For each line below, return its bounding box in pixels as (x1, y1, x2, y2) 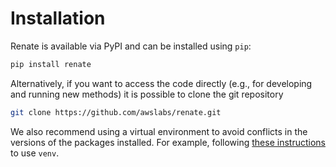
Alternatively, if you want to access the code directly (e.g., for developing (10, 77, 313, 89)
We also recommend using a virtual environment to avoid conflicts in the (10, 125, 308, 137)
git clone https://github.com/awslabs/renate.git (10, 107, 222, 117)
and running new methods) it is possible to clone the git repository (10, 88, 284, 100)
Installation (10, 7, 106, 30)
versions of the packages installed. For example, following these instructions (10, 136, 326, 148)
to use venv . (10, 147, 60, 159)
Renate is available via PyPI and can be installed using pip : (10, 40, 252, 52)
